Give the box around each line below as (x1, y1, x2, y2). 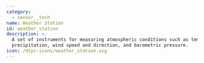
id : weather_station (6, 25, 59, 32)
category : (6, 8, 32, 15)
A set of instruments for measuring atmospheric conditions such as (12, 37, 189, 43)
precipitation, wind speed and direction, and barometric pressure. (12, 43, 189, 49)
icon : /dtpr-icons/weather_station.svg (6, 48, 107, 54)
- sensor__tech (12, 14, 50, 20)
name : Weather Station (6, 20, 64, 26)
